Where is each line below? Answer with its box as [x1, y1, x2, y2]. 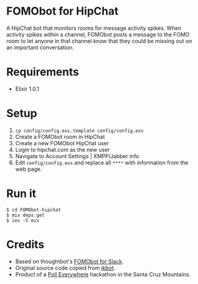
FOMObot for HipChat [6, 4, 119, 18]
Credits [6, 237, 44, 251]
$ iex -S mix [6, 217, 40, 223]
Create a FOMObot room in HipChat [15, 133, 105, 140]
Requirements [6, 65, 79, 79]
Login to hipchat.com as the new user [15, 146, 110, 153]
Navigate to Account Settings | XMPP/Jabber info [15, 152, 140, 159]
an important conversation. [6, 44, 74, 51]
